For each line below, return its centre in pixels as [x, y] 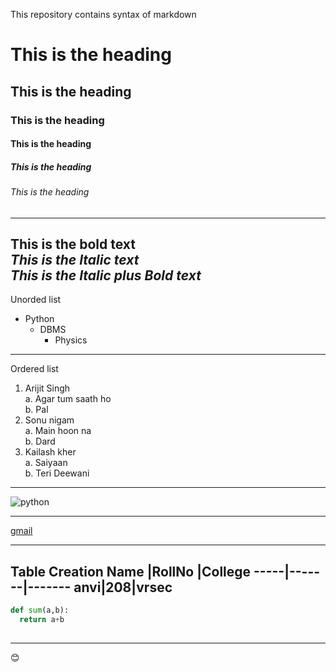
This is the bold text [73, 244]
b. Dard [40, 441]
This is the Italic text [75, 260]
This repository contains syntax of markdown [103, 14]
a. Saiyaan [46, 463]
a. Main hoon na [58, 431]
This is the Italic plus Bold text [106, 275]
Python [39, 319]
